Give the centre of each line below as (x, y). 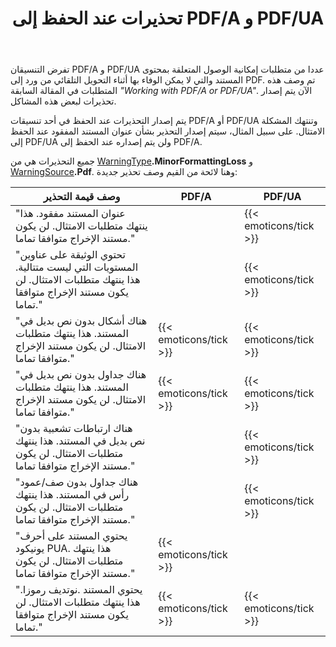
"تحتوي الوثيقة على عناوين (71, 255)
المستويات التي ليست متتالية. (77, 267)
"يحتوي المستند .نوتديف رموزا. (79, 590)
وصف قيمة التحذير (82, 197)
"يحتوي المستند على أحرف (71, 536)
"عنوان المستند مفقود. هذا (70, 214)
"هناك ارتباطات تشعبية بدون (74, 429)
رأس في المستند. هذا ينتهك (72, 495)
